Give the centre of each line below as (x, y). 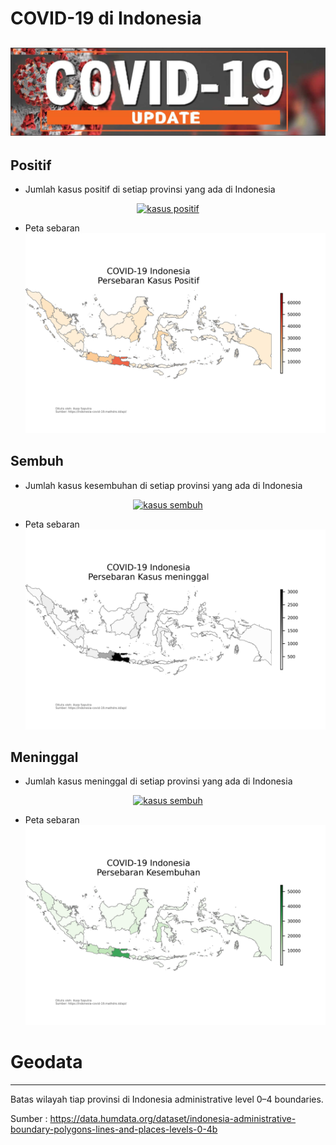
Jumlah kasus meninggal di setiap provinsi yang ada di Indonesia (158, 781)
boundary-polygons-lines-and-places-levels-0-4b (114, 1129)
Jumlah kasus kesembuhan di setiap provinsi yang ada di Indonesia (163, 485)
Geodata (46, 1062)
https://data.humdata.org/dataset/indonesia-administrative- (173, 1119)
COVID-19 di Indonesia (106, 18)
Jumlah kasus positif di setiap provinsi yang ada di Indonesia (150, 189)
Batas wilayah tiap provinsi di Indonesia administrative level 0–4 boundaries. (167, 1099)
